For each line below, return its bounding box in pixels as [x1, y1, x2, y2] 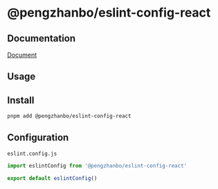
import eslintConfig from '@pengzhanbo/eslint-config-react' [7, 162, 188, 169]
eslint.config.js [7, 150, 57, 157]
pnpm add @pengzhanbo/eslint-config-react [7, 113, 131, 120]
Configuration [7, 132, 69, 143]
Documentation [7, 33, 76, 44]
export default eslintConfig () [7, 174, 98, 181]
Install [7, 94, 35, 106]
